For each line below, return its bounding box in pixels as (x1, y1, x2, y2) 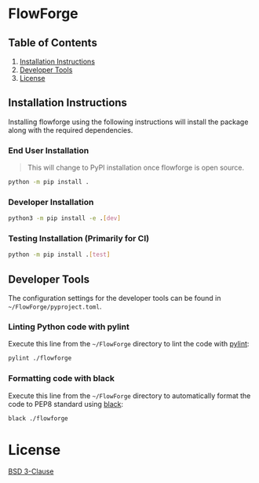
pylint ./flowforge (8, 354, 72, 362)
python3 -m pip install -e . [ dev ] (8, 214, 122, 222)
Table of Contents (8, 36, 98, 49)
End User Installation (8, 145, 89, 156)
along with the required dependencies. (8, 125, 133, 134)
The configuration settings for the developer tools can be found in (8, 294, 221, 303)
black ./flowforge (8, 414, 68, 423)
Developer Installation (8, 196, 94, 207)
